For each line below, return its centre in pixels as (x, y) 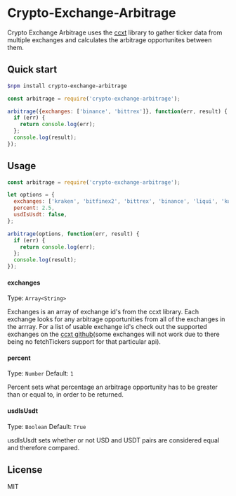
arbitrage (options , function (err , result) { (73, 234)
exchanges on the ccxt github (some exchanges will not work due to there (113, 334)
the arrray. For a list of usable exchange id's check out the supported (107, 327)
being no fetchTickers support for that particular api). (84, 342)
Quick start (32, 69)
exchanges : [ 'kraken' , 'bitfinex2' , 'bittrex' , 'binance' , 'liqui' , (116, 201)
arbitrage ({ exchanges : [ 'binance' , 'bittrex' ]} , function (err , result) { (118, 111)
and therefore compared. (44, 447)
